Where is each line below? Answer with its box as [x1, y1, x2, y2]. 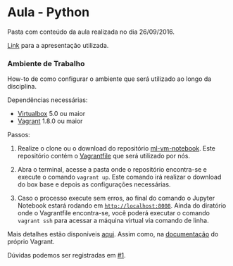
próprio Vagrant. [7, 237, 55, 246]
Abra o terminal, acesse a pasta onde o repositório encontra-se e [17, 165, 208, 174]
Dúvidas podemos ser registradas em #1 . [7, 251, 126, 260]
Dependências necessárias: [7, 96, 88, 104]
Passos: [7, 131, 30, 139]
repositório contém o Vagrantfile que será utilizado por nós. [17, 152, 190, 160]
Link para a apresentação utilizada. [7, 41, 109, 49]
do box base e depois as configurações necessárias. [17, 180, 171, 189]
